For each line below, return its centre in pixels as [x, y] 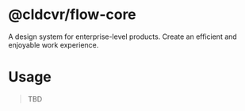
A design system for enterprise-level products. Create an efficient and [123, 36]
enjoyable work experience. [54, 44]
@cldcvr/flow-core [72, 15]
